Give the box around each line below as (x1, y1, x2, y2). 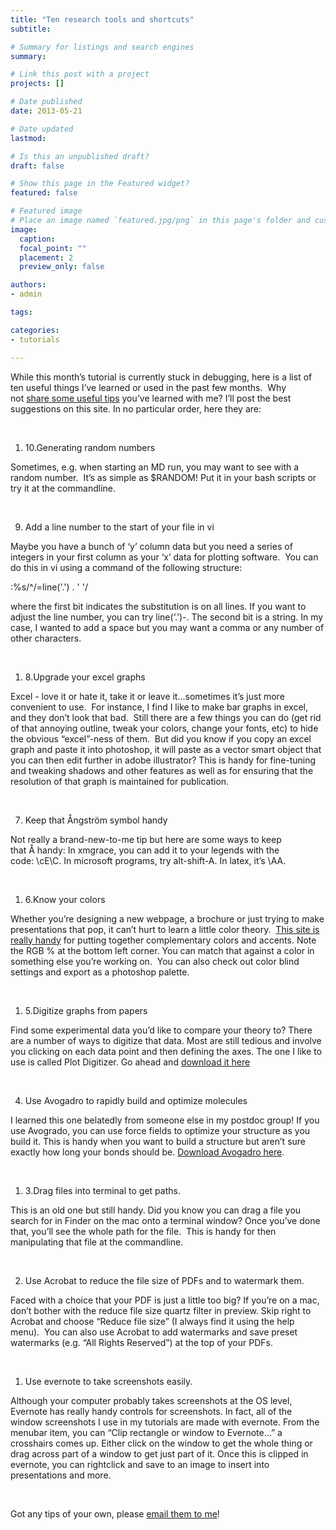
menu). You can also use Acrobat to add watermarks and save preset (10, 1326, 298, 1338)
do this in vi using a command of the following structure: (10, 561, 243, 573)
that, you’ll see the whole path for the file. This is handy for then (10, 1225, 277, 1237)
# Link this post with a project (10, 69, 150, 80)
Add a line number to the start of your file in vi (24, 521, 215, 533)
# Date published (10, 97, 83, 107)
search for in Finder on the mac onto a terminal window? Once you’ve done (10, 1214, 321, 1226)
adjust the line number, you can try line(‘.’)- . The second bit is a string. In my (10, 611, 324, 623)
